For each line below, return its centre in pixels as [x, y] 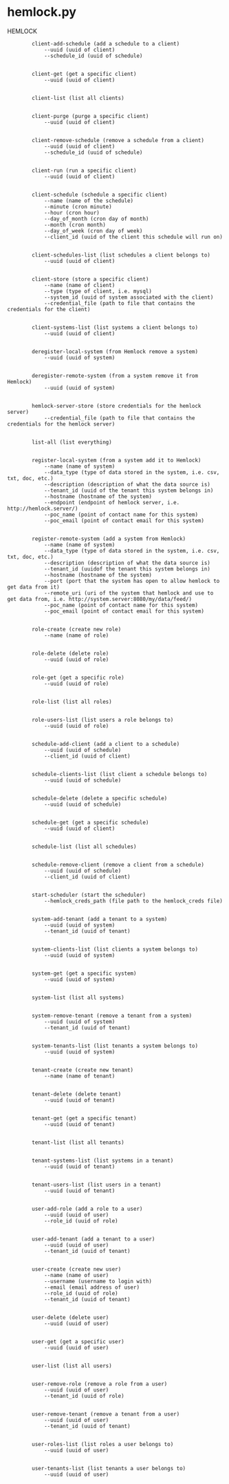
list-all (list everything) [72, 442]
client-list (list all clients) [78, 98]
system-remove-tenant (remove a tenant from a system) [112, 1016]
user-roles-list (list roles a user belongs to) [103, 1444]
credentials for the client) [49, 309]
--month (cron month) [75, 225]
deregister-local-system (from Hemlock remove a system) [115, 352]
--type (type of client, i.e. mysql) [98, 291]
